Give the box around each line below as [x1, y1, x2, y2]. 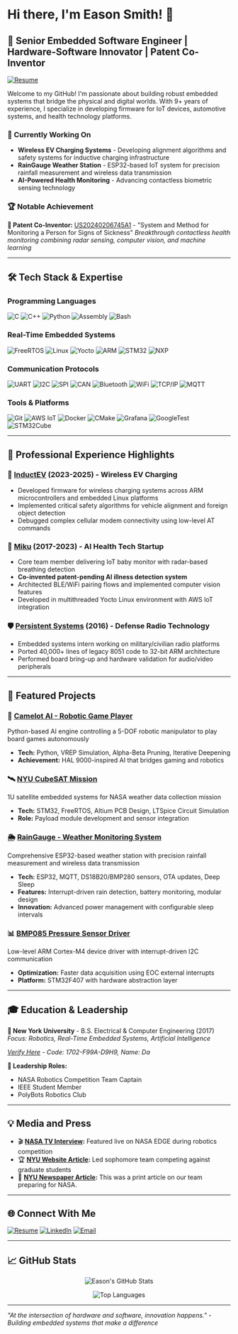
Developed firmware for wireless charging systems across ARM [17, 486, 204, 494]
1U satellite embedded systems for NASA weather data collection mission [7, 793, 222, 802]
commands [17, 523, 51, 532]
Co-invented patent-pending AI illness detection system [17, 573, 188, 581]
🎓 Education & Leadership [7, 1004, 129, 1016]
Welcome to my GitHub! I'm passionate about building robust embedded [7, 89, 218, 98]
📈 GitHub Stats [7, 1254, 76, 1267]
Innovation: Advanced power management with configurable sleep [17, 902, 214, 911]
